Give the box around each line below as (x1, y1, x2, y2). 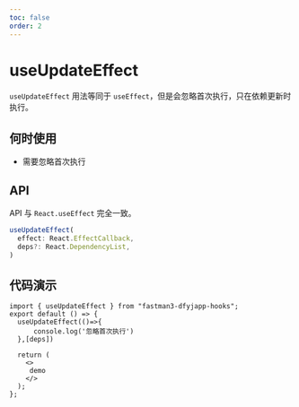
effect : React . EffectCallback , (17, 234, 135, 243)
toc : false (9, 13, 50, 22)
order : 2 (9, 22, 42, 30)
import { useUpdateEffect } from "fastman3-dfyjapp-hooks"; (9, 302, 240, 311)
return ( (17, 351, 50, 359)
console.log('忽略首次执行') (32, 327, 135, 336)
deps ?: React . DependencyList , (17, 242, 130, 251)
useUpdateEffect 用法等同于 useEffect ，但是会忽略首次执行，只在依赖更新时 (9, 91, 292, 101)
